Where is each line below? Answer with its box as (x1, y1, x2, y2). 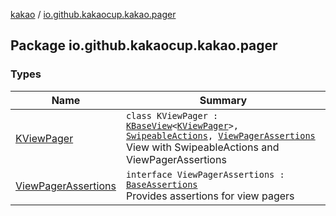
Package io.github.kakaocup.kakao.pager (10, 37, 278, 54)
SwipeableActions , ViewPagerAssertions (125, 130, 316, 141)
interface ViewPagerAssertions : (125, 169, 285, 180)
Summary (199, 93, 248, 107)
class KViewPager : (125, 110, 219, 121)
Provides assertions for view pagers (125, 189, 295, 203)
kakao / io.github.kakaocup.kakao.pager (10, 9, 177, 20)
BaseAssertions (125, 179, 198, 190)
